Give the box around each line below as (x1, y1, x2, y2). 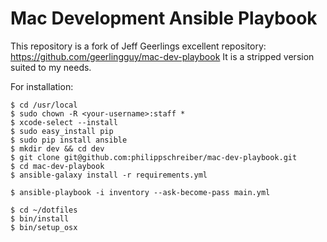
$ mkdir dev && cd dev (10, 143, 105, 154)
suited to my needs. (10, 61, 92, 73)
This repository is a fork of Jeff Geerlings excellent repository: (10, 40, 267, 52)
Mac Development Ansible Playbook (10, 7, 318, 30)
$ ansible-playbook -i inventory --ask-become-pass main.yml (10, 187, 271, 197)
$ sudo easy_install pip (10, 126, 114, 136)
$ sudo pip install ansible (10, 135, 128, 145)
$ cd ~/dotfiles (10, 205, 78, 215)
